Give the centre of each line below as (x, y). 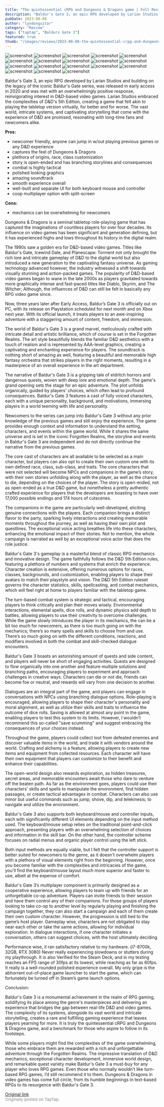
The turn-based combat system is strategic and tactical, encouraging (75, 600)
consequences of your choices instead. (45, 728)
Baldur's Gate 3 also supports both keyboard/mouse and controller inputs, (80, 814)
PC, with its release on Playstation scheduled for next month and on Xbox (79, 309)
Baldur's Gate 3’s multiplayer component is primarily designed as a (72, 885)
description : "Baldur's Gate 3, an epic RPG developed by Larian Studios (82, 14)
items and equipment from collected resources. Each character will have (78, 753)
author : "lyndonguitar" (29, 23)
